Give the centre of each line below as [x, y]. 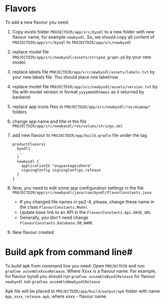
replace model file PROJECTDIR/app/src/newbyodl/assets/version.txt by [85, 86]
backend [21, 97]
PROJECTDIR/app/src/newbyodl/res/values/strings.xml [67, 126]
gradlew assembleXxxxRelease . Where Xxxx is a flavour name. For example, [81, 271]
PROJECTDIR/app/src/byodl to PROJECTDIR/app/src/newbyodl [72, 42]
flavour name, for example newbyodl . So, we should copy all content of [83, 37]
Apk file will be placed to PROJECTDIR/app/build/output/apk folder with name [82, 291]
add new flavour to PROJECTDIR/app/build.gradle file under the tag [80, 135]
